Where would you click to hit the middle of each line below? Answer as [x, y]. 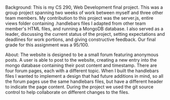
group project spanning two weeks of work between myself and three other [84, 13]
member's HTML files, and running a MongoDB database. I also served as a [84, 29]
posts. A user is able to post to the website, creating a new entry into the [81, 60]
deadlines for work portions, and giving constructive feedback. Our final [81, 39]
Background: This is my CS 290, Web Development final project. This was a [84, 7]
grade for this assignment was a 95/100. [47, 45]
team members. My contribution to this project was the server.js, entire [79, 18]
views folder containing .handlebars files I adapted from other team [76, 23]
